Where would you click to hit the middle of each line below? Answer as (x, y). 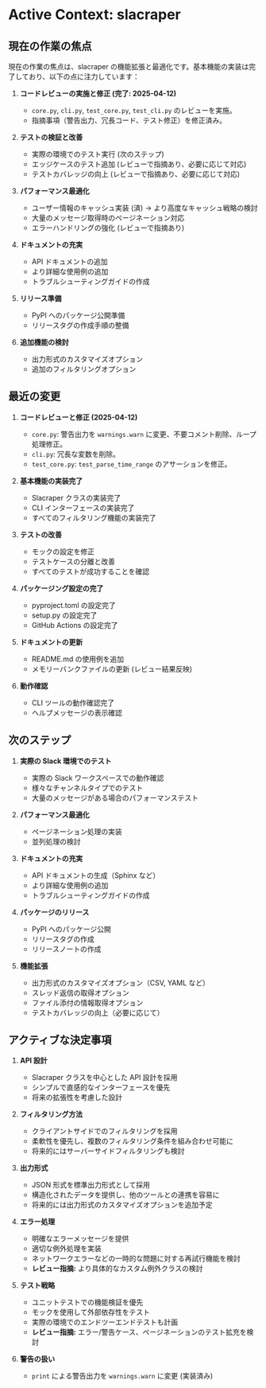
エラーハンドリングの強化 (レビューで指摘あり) (108, 228)
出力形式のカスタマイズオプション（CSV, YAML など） (121, 983)
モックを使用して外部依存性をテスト (91, 1312)
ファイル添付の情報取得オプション (87, 1002)
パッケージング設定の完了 (62, 588)
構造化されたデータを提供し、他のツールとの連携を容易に (125, 1195)
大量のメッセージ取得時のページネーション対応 (108, 218)
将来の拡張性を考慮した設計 (77, 1098)
